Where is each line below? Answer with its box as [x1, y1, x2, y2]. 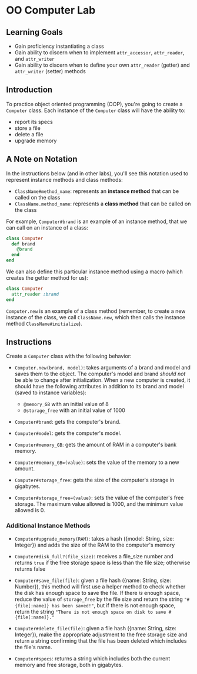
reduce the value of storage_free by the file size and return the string [14, 596, 183, 603]
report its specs [14, 118, 53, 125]
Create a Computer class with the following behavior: [6, 352, 132, 360]
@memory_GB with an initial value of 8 [23, 401, 109, 408]
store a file [14, 125, 41, 132]
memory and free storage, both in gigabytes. [14, 661, 123, 668]
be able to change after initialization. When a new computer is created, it [14, 377, 191, 384]
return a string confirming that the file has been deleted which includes [14, 637, 187, 644]
